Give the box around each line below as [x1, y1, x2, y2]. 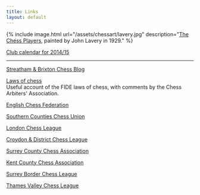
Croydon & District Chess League [6, 136, 88, 143]
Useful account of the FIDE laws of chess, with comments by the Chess [6, 83, 182, 90]
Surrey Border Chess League [6, 170, 77, 177]
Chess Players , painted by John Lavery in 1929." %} [6, 37, 133, 44]
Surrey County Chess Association [6, 147, 89, 155]
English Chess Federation [6, 101, 69, 108]
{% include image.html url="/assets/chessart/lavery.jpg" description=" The [6, 30, 189, 37]
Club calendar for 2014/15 [6, 48, 70, 55]
